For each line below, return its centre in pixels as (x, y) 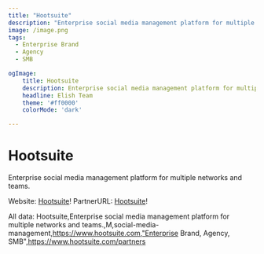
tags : (17, 37)
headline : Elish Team (57, 95)
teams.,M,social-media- (121, 225)
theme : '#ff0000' (51, 103)
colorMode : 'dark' (52, 110)
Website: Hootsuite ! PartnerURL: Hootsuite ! (78, 201)
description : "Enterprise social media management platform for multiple (132, 23)
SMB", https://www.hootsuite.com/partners (77, 241)
